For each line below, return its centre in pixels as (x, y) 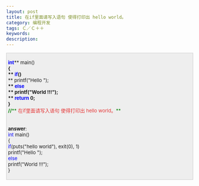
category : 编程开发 (28, 23)
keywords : (18, 34)
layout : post (22, 12)
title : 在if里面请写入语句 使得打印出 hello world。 (66, 17)
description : (22, 39)
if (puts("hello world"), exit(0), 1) (44, 147)
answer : (17, 129)
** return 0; (22, 98)
